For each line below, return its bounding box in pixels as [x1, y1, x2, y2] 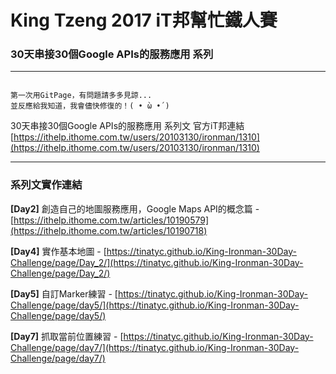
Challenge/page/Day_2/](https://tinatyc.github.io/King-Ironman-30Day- [10, 256, 304, 268]
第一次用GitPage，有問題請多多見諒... [10, 91, 153, 101]
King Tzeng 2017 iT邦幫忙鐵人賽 [10, 9, 278, 32]
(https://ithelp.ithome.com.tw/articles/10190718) [10, 224, 208, 236]
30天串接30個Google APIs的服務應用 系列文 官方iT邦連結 [10, 120, 245, 132]
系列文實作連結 [10, 178, 83, 192]
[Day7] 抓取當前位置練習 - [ [10, 330, 124, 342]
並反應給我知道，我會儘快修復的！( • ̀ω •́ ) [10, 101, 170, 111]
